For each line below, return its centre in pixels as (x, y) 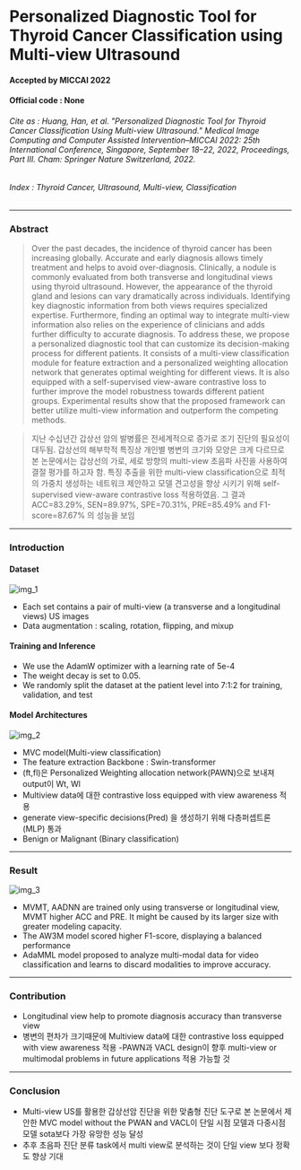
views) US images (56, 616)
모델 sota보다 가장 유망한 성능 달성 (83, 1133)
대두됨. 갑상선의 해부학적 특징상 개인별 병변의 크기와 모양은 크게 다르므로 (158, 450)
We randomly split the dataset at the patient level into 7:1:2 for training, (152, 685)
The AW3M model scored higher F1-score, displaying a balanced (142, 936)
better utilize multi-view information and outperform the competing (155, 411)
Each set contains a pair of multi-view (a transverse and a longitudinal (151, 607)
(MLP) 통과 (42, 829)
